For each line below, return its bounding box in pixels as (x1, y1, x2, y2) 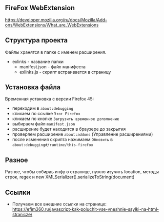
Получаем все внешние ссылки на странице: (12, 201, 106, 207)
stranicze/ (12, 212, 33, 218)
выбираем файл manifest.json (12, 121, 76, 127)
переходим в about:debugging (12, 105, 74, 111)
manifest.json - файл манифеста (19, 63, 86, 70)
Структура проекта (5, 36, 68, 44)
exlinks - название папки (12, 59, 64, 64)
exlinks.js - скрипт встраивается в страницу (19, 69, 111, 75)
